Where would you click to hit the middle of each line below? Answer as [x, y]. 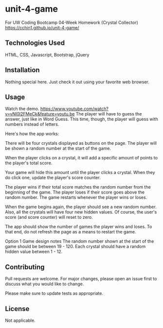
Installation [22, 70]
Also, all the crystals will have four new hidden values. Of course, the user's [81, 212]
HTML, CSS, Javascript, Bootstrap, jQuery [47, 55]
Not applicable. [20, 320]
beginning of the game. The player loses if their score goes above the [75, 192]
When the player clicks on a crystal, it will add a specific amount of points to [81, 158]
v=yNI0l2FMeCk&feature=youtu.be [40, 114]
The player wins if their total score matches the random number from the [78, 187]
